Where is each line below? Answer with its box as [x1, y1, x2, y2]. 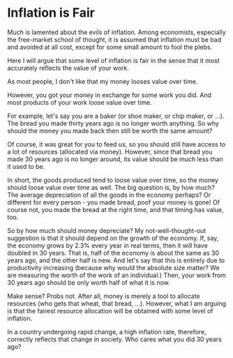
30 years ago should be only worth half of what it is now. [7, 278, 171, 287]
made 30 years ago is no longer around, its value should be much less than [7, 155, 223, 163]
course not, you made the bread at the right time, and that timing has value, [7, 205, 225, 214]
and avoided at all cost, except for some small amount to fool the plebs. [7, 43, 213, 51]
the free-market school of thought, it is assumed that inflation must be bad [7, 35, 222, 43]
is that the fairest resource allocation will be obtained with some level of [7, 306, 214, 315]
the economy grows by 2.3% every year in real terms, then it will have [7, 241, 208, 249]
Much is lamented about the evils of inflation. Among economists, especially [7, 28, 227, 36]
